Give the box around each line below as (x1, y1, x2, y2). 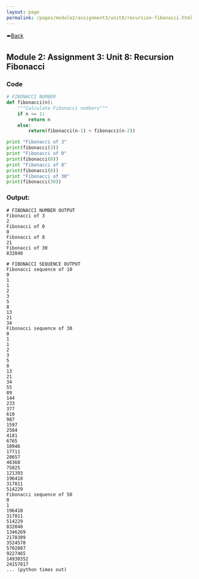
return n (28, 116, 51, 123)
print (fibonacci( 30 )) (6, 179, 62, 185)
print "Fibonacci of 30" (6, 173, 70, 180)
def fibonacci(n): (6, 99, 53, 106)
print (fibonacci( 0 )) (6, 156, 59, 162)
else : (17, 122, 32, 129)
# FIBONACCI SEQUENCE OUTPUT (6, 261, 81, 267)
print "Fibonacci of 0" (6, 151, 67, 157)
